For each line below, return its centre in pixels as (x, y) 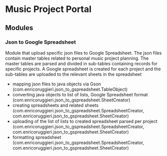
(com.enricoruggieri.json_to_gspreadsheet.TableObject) (70, 89)
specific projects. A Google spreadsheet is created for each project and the (83, 69)
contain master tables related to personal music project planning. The (77, 58)
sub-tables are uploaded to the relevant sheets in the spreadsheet (73, 74)
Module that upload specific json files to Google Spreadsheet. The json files (83, 53)
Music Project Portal (48, 9)
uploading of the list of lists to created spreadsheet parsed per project (85, 121)
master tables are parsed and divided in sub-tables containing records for (81, 63)
